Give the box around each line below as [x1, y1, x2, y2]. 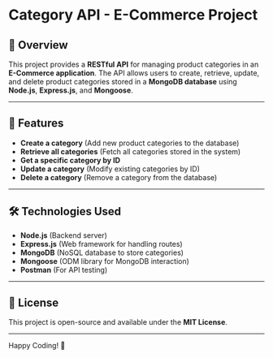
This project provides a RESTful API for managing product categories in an [8, 59, 259, 69]
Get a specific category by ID [19, 155, 120, 165]
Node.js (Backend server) [19, 230, 108, 240]
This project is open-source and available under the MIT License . [8, 317, 227, 327]
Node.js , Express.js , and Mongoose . [8, 85, 134, 95]
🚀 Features [8, 116, 64, 131]
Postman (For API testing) [19, 265, 108, 274]
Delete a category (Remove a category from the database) [19, 172, 218, 182]
